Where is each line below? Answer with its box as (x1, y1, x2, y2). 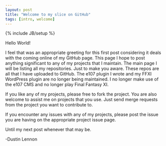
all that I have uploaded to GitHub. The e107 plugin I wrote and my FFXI (5, 71, 152, 77)
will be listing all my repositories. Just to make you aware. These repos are (5, 65, 159, 71)
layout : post (5, 7, 33, 12)
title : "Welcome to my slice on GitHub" (5, 12, 91, 17)
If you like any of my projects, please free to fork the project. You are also (5, 91, 157, 97)
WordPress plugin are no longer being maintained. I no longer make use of (5, 76, 159, 82)
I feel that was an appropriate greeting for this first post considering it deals (5, 49, 161, 55)
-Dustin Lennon (5, 136, 38, 142)
